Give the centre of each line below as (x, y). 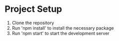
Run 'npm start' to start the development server (61, 33)
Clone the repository (33, 23)
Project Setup (34, 9)
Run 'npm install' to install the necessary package (63, 28)
